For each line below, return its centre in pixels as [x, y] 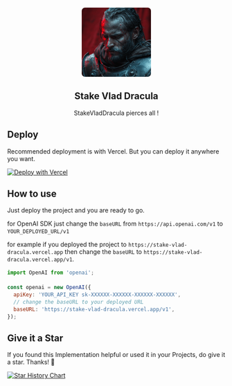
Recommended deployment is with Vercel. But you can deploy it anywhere [113, 151]
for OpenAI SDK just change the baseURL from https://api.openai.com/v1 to [115, 224]
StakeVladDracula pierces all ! [116, 113]
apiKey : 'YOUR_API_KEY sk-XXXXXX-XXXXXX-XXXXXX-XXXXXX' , [97, 295]
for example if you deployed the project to [67, 245]
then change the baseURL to [103, 252]
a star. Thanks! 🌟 [31, 362]
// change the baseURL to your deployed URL [79, 302]
